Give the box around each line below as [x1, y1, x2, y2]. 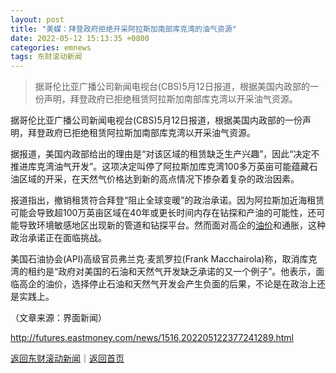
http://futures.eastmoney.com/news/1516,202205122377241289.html [10, 332, 294, 344]
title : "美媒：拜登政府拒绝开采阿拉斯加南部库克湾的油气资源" [10, 24, 237, 34]
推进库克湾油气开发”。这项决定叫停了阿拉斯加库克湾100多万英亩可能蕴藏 [10, 161, 310, 173]
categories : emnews [10, 42, 92, 53]
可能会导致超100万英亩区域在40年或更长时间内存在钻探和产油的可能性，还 [10, 207, 317, 219]
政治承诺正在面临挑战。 [10, 232, 107, 244]
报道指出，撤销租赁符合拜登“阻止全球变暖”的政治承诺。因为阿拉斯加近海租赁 [10, 194, 325, 206]
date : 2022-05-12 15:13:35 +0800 [10, 33, 150, 43]
